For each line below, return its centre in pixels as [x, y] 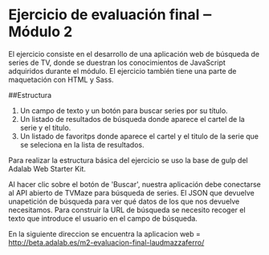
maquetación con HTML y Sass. [61, 79]
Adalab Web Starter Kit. [47, 168]
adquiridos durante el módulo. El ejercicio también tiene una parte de [122, 71]
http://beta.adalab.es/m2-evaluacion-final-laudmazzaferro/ [106, 242]
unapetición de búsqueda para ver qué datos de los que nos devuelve [124, 201]
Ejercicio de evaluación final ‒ [110, 15]
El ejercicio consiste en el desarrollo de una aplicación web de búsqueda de [134, 54]
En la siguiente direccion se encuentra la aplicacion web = [104, 233]
